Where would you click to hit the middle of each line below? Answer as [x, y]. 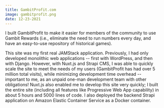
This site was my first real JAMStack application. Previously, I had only [77, 53]
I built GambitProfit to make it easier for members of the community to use [81, 33]
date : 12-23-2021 [23, 19]
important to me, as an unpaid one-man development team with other [76, 79]
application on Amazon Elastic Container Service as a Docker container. [78, 101]
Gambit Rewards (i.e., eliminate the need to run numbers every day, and [78, 38]
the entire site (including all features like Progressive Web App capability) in [82, 90]
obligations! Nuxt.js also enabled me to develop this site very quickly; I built [82, 85]
